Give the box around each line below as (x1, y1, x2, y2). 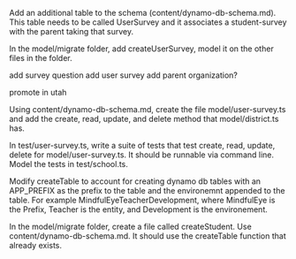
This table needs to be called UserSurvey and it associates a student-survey (9, 17, 287, 27)
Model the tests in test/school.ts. (9, 159, 128, 169)
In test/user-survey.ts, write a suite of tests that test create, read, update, (9, 141, 276, 150)
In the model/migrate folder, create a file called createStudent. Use (9, 221, 252, 232)
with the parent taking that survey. (9, 27, 134, 36)
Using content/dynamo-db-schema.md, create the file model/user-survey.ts (9, 104, 286, 114)
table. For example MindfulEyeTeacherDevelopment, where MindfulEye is (9, 194, 276, 205)
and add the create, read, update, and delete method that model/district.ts (9, 114, 279, 124)
